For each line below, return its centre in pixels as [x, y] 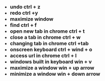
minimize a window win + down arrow [55, 74]
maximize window [32, 19]
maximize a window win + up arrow [52, 68]
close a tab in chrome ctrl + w [45, 37]
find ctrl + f [23, 25]
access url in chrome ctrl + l [43, 56]
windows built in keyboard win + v [51, 61]
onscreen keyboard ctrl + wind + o [51, 49]
